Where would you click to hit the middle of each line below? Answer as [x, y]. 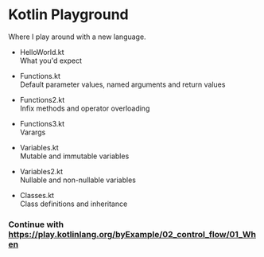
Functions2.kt [42, 99]
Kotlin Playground [68, 15]
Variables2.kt [41, 171]
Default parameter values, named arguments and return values [122, 84]
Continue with [36, 224]
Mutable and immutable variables [74, 156]
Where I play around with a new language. [77, 37]
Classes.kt [37, 195]
